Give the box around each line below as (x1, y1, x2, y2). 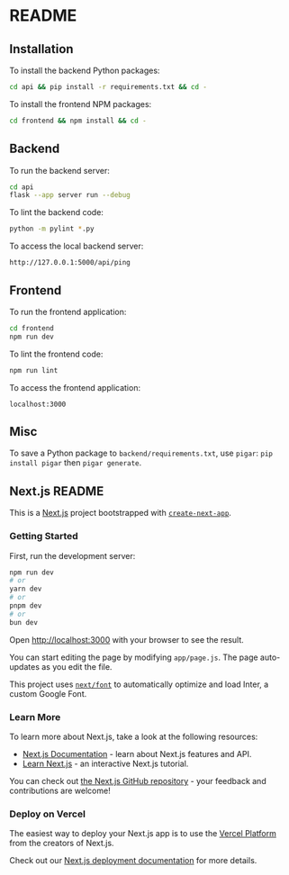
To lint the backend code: (9, 207, 104, 218)
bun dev (9, 618, 39, 627)
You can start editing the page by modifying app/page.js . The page (9, 652, 258, 663)
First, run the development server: (9, 550, 136, 561)
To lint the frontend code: (9, 348, 104, 359)
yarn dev (9, 584, 42, 594)
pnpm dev (9, 601, 42, 610)
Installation (9, 41, 74, 57)
